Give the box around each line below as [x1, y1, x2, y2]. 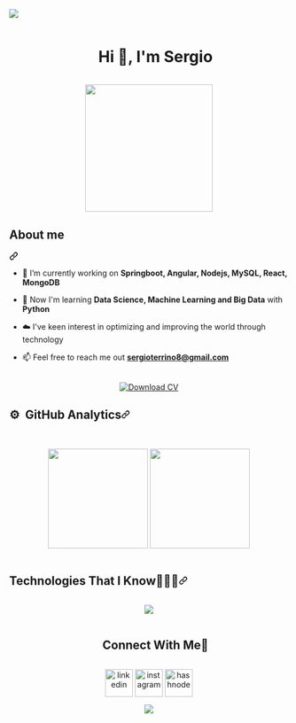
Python [21, 303, 51, 314]
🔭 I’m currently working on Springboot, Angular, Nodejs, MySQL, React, [21, 268, 288, 278]
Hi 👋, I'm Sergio [97, 47, 214, 67]
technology [21, 334, 64, 345]
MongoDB [21, 276, 60, 287]
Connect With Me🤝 [102, 637, 209, 652]
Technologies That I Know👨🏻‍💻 [9, 573, 179, 588]
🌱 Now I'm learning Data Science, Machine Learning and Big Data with [21, 294, 284, 305]
